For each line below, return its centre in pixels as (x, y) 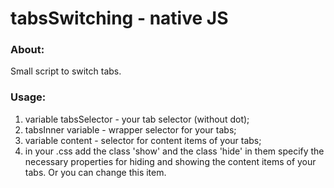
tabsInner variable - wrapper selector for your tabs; (130, 129)
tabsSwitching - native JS (119, 18)
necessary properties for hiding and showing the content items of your (170, 161)
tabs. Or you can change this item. (95, 172)
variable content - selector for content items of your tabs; (143, 140)
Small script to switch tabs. (66, 71)
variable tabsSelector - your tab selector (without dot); (137, 119)
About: (27, 50)
